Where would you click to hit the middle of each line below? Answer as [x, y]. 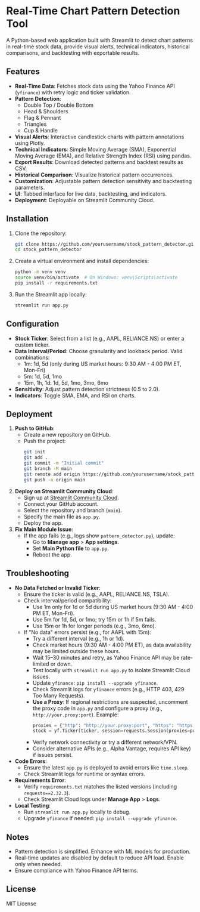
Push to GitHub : [35, 428]
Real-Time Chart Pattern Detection [93, 11]
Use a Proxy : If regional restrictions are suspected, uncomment [110, 701]
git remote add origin [52, 474]
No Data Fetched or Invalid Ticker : [58, 588]
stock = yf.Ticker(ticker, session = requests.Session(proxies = [111, 731]
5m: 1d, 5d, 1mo [43, 376]
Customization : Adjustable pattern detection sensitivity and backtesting [103, 181]
